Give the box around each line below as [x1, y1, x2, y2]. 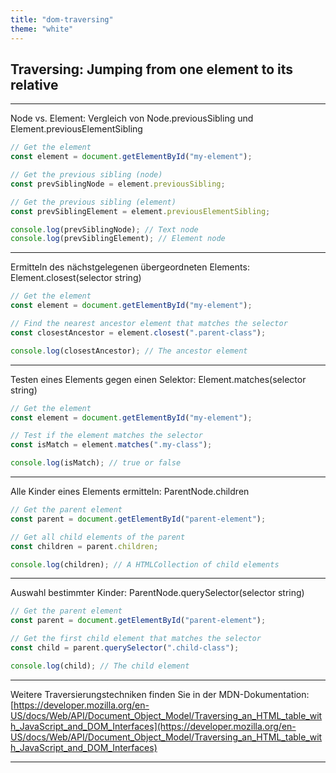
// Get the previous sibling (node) [10, 170, 163, 180]
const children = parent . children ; [10, 541, 159, 551]
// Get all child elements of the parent [10, 532, 186, 542]
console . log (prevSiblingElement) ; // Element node [10, 234, 226, 244]
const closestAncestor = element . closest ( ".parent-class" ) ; [10, 327, 267, 338]
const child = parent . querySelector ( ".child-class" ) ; [10, 643, 240, 653]
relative [10, 76, 59, 93]
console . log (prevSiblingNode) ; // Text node [10, 224, 199, 235]
